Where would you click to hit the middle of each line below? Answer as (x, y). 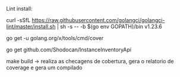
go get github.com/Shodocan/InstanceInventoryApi (69, 50)
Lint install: (19, 9)
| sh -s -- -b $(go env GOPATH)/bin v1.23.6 (109, 27)
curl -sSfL (18, 20)
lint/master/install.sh (31, 27)
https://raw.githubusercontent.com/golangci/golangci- (98, 20)
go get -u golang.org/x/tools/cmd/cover (55, 38)
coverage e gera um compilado (44, 67)
